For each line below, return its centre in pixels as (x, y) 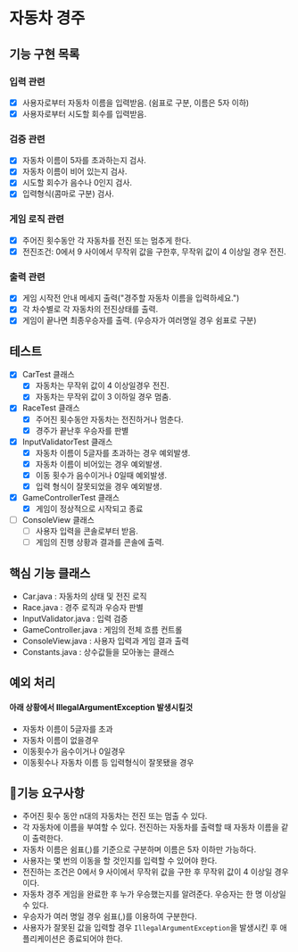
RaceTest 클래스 (51, 408)
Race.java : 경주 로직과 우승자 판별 (83, 608)
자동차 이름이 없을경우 (61, 740)
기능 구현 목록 (45, 54)
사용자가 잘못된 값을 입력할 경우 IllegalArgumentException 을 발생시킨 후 (150, 928)
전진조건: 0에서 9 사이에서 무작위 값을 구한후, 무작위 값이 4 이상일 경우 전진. (154, 252)
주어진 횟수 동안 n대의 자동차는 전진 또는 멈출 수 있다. (115, 816)
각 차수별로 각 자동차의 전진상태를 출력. (90, 310)
